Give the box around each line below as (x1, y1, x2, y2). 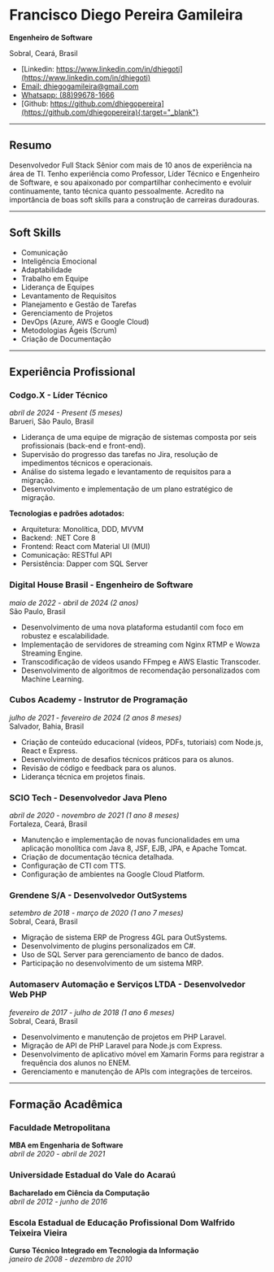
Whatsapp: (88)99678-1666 (20, 89, 115, 99)
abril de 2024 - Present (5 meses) (9, 408, 123, 418)
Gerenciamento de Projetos (20, 307, 113, 318)
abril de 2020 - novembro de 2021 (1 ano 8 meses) (9, 811, 180, 821)
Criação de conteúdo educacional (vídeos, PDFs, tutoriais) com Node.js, (20, 737, 263, 747)
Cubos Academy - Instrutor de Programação (9, 694, 188, 705)
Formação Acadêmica (9, 1098, 123, 1112)
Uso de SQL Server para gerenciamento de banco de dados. (20, 950, 224, 960)
